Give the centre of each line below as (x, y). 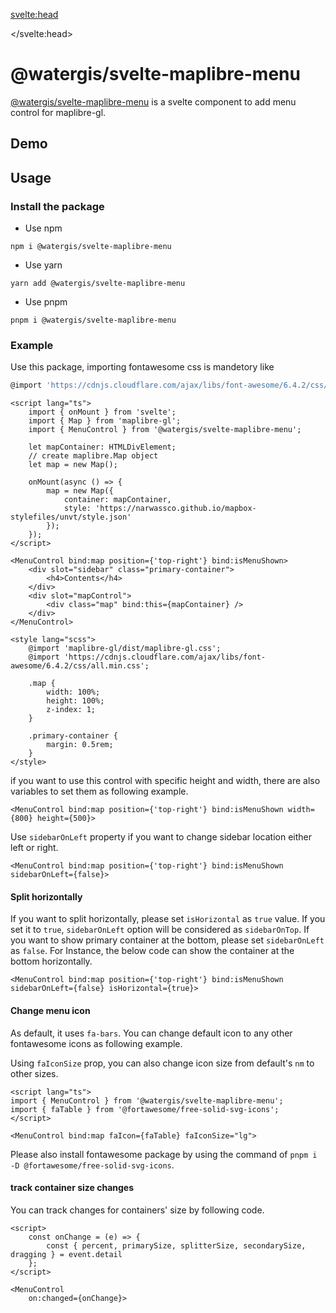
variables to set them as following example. (99, 791)
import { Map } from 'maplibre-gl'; (105, 421)
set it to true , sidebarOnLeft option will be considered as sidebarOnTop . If (160, 930)
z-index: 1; (71, 710)
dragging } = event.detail (66, 1254)
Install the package (57, 206)
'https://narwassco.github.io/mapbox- (176, 509)
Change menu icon (50, 1010)
